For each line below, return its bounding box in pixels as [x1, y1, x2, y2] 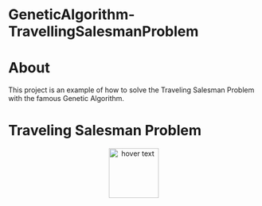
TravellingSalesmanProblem [8, 22, 199, 41]
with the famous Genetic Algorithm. [8, 94, 125, 103]
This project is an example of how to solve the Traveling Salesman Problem [8, 85, 255, 95]
